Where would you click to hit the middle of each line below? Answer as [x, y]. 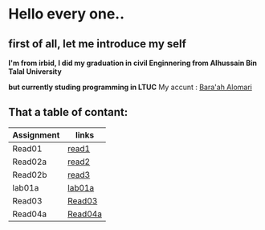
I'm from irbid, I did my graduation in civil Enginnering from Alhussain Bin [132, 63]
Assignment [36, 135]
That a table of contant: [68, 112]
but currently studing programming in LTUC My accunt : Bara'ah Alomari [130, 87]
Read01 [27, 148]
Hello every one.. [67, 14]
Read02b [30, 175]
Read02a [30, 162]
